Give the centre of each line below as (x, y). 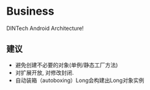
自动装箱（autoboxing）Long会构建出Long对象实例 (80, 80)
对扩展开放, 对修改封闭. (44, 72)
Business (30, 11)
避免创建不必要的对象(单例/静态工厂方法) (66, 65)
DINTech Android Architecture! (45, 28)
